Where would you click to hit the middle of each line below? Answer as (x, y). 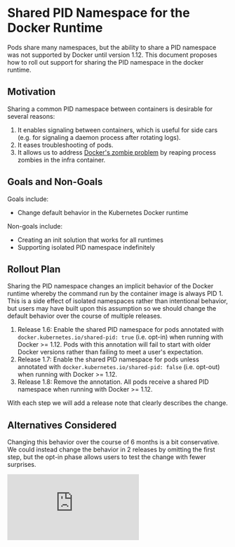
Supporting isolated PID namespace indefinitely (86, 247)
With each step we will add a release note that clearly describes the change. (117, 403)
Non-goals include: (35, 226)
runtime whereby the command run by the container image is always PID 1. (115, 294)
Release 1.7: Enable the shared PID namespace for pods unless (108, 359)
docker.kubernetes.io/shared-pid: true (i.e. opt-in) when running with (120, 337)
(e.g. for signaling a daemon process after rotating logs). (99, 137)
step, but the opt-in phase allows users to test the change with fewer (107, 457)
